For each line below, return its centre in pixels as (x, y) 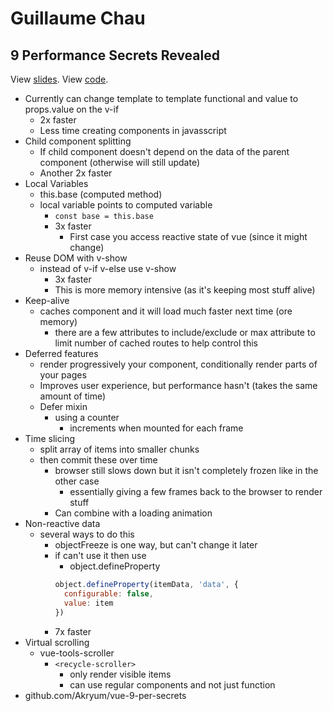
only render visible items (120, 674)
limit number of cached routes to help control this (156, 343)
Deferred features (61, 353)
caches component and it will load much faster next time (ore (166, 311)
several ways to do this (87, 534)
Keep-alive (47, 300)
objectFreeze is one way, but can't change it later (156, 545)
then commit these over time (98, 460)
